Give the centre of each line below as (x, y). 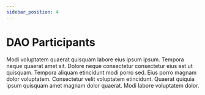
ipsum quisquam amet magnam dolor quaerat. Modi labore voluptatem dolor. (103, 85)
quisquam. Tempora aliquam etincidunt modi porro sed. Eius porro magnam (102, 72)
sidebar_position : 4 (33, 12)
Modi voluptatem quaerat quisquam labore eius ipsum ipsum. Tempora (95, 59)
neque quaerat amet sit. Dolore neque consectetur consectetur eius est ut (99, 66)
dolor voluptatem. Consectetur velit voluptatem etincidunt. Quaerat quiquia (100, 79)
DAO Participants (51, 42)
